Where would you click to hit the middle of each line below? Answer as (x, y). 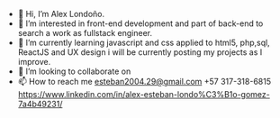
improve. (34, 62)
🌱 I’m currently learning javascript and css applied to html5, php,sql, (144, 42)
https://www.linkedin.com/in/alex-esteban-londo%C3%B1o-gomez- (144, 94)
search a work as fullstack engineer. (85, 33)
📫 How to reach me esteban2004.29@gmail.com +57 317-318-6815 (145, 82)
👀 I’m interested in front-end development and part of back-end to (140, 23)
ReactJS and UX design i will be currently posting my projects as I (140, 52)
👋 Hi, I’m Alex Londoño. (61, 14)
